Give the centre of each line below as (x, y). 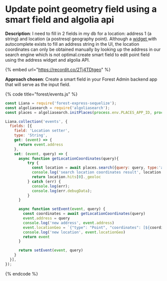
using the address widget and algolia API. (48, 60)
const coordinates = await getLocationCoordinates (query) (84, 214)
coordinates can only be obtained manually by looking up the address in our (83, 49)
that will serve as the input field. (38, 84)
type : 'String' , (31, 135)
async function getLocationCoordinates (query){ (69, 158)
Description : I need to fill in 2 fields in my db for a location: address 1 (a (78, 33)
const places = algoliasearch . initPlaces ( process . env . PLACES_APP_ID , (79, 112)
